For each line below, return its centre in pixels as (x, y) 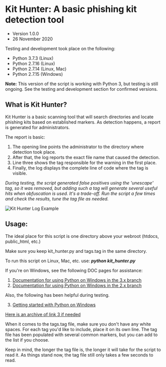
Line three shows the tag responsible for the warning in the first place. (84, 163)
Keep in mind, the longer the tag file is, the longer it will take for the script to (83, 350)
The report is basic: (25, 137)
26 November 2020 (33, 39)
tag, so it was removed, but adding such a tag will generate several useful (82, 188)
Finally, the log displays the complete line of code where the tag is (80, 168)
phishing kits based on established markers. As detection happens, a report (83, 122)
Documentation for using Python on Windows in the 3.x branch (77, 280)
